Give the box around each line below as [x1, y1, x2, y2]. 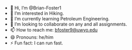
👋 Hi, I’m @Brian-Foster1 [10, 5, 62, 11]
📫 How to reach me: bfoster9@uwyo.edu [10, 27, 98, 33]
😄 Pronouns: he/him [10, 34, 54, 40]
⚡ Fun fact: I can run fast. [10, 40, 63, 46]
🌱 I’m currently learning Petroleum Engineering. [10, 16, 110, 21]
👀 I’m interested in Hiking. [10, 10, 64, 16]
